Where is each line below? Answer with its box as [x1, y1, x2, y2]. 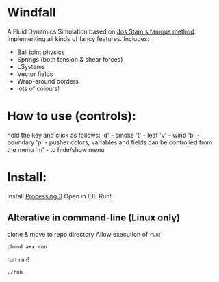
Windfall [7, 5, 56, 21]
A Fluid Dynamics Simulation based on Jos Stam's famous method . [7, 27, 196, 36]
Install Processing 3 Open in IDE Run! [7, 192, 112, 200]
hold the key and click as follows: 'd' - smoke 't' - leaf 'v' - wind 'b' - [7, 131, 200, 139]
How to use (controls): [7, 108, 137, 124]
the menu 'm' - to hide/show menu [7, 145, 105, 153]
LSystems [16, 62, 46, 70]
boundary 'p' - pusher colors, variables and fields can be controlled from [7, 138, 213, 146]
